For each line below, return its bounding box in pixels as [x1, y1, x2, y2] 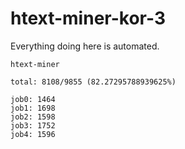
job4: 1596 [10, 129, 56, 139]
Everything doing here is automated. [10, 40, 160, 52]
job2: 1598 [10, 112, 56, 122]
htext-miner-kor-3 [10, 7, 166, 30]
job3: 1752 [10, 120, 56, 131]
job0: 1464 [10, 94, 56, 104]
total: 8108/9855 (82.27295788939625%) [10, 77, 177, 87]
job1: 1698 [10, 103, 56, 113]
